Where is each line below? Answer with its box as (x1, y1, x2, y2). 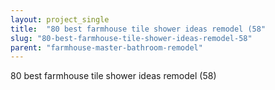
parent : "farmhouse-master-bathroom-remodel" (10, 42, 203, 53)
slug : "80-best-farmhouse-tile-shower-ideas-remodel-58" (10, 33, 253, 43)
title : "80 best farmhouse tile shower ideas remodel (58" (10, 24, 267, 34)
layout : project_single (10, 14, 110, 25)
